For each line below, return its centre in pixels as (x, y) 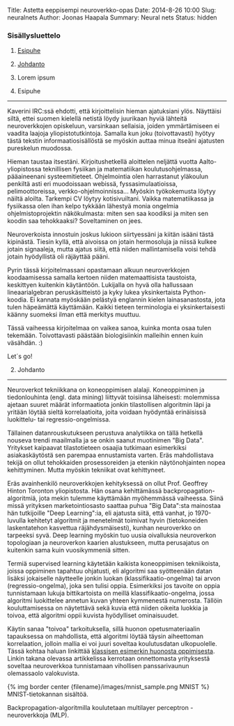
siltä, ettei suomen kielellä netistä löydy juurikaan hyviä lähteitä (97, 118)
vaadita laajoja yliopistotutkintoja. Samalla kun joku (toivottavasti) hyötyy (111, 133)
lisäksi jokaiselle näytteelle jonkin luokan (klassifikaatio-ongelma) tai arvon (114, 578)
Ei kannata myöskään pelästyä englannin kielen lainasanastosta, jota (127, 300)
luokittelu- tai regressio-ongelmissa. (59, 419)
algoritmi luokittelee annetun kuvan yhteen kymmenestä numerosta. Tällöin (115, 601)
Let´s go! (20, 356)
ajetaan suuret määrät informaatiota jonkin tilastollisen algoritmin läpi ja (109, 405)
